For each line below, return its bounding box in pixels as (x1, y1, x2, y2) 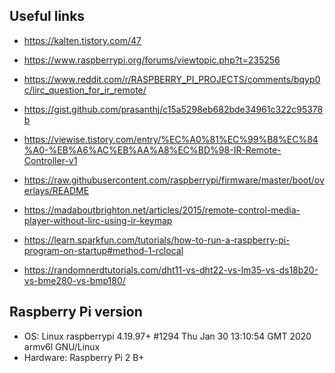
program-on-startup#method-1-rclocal (23, 244, 184, 256)
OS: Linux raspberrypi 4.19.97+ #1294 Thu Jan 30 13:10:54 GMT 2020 (23, 330, 312, 342)
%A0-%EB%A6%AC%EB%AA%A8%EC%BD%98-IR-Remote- (23, 144, 282, 156)
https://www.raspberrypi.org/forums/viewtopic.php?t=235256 (23, 54, 281, 66)
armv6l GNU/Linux (23, 340, 101, 353)
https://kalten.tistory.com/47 (23, 34, 142, 46)
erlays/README (23, 184, 90, 196)
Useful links (9, 8, 86, 25)
